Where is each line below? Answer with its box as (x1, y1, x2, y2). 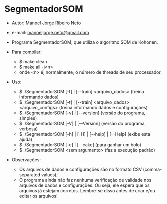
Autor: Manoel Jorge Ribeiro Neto (11, 20, 81, 26)
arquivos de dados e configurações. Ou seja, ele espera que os (19, 182, 150, 188)
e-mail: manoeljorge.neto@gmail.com (11, 29, 89, 35)
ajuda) (19, 136, 33, 142)
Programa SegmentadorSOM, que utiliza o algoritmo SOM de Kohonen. (11, 39, 158, 45)
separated (19, 171, 41, 178)
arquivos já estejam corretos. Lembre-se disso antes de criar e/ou (19, 187, 155, 193)
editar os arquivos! (19, 193, 58, 199)
